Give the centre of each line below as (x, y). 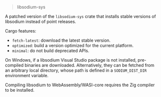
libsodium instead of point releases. (41, 22)
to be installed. (20, 90)
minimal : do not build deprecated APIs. (51, 51)
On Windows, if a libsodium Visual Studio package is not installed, (71, 60)
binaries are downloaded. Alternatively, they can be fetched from (89, 65)
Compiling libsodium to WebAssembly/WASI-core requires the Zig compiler (80, 85)
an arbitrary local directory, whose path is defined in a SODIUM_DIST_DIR (76, 70)
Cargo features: (21, 31)
